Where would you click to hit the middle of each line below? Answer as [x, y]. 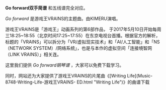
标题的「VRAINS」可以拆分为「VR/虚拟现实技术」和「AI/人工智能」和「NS [82, 42]
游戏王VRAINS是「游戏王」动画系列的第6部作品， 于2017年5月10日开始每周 [84, 29]
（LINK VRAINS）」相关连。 [33, 54]
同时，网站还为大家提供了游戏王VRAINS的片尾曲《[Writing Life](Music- [79, 76]
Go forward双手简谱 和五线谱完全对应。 [47, 8]
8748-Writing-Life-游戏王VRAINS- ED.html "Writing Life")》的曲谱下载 [77, 82]
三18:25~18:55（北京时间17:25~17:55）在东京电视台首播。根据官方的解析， [83, 35]
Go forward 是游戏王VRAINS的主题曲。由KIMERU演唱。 [63, 19]
